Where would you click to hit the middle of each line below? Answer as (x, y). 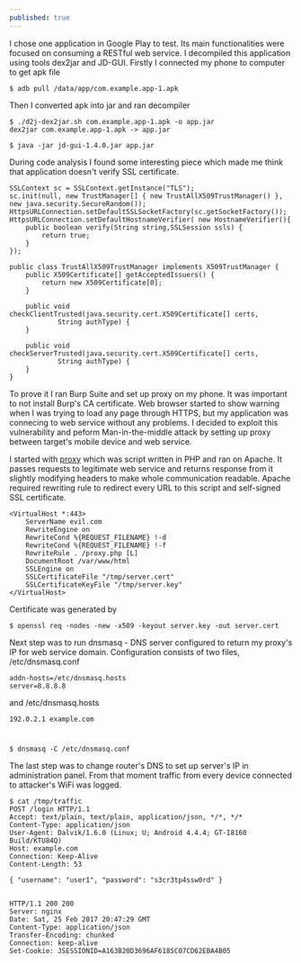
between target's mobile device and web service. (101, 441)
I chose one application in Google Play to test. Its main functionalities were (147, 43)
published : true (40, 18)
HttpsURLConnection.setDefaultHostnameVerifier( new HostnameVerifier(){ (150, 220)
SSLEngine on (50, 569)
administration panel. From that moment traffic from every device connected (151, 775)
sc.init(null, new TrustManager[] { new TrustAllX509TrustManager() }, (146, 196)
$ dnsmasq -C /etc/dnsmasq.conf (70, 749)
